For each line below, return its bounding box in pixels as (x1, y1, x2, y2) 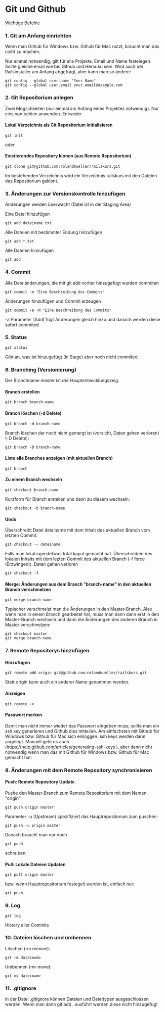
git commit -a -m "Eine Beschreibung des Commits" (5, 308, 112, 313)
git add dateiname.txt (5, 221, 52, 226)
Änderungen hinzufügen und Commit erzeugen (5, 298, 101, 304)
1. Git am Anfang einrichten (5, 32, 72, 39)
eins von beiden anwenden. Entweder (5, 110, 82, 117)
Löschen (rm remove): (5, 945, 50, 951)
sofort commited (5, 322, 39, 328)
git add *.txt (5, 239, 35, 244)
